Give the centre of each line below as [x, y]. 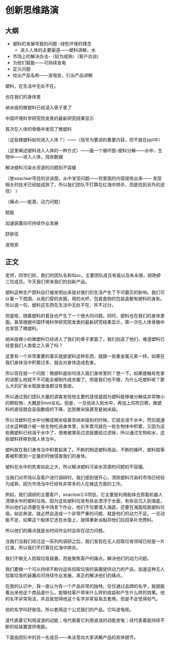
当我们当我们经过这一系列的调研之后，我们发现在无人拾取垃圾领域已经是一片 [85, 541]
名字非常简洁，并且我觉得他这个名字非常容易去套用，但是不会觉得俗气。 [85, 598]
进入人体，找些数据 [43, 157]
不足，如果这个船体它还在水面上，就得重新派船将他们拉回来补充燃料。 [82, 520]
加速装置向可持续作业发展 [32, 223]
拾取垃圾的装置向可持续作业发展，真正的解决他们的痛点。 [65, 575]
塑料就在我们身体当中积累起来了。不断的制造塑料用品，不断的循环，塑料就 [83, 449]
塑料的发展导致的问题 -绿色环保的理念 [52, 44]
